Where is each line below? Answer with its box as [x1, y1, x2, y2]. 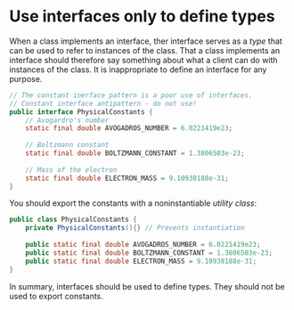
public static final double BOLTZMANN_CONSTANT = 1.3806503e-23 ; [25, 248, 274, 257]
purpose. [9, 73, 43, 84]
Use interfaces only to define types [9, 6, 275, 27]
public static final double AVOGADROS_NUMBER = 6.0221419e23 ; [25, 241, 261, 249]
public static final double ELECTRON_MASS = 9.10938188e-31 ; [25, 257, 257, 265]
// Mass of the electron [25, 165, 118, 175]
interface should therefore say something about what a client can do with [9, 54, 278, 65]
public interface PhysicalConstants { [9, 107, 153, 117]
